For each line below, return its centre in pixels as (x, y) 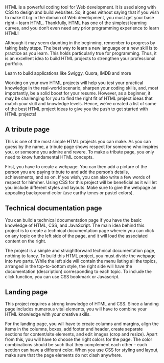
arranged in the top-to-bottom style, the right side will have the (69, 266)
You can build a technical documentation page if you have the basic (73, 220)
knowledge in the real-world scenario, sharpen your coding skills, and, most (82, 88)
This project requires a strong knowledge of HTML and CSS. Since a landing (82, 304)
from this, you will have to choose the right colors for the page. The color (79, 339)
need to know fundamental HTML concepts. (49, 157)
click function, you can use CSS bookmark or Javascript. (62, 276)
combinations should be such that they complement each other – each (76, 345)
